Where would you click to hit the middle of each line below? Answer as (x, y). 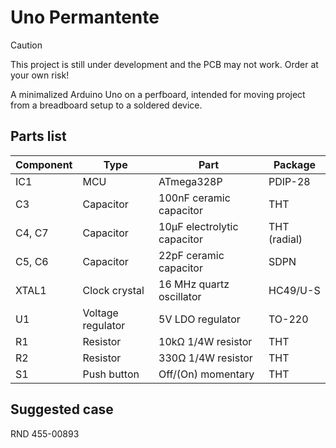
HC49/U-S (294, 290)
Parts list (38, 136)
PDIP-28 (289, 181)
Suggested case (62, 409)
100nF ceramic (194, 198)
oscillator (180, 296)
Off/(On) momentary (206, 374)
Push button (111, 374)
